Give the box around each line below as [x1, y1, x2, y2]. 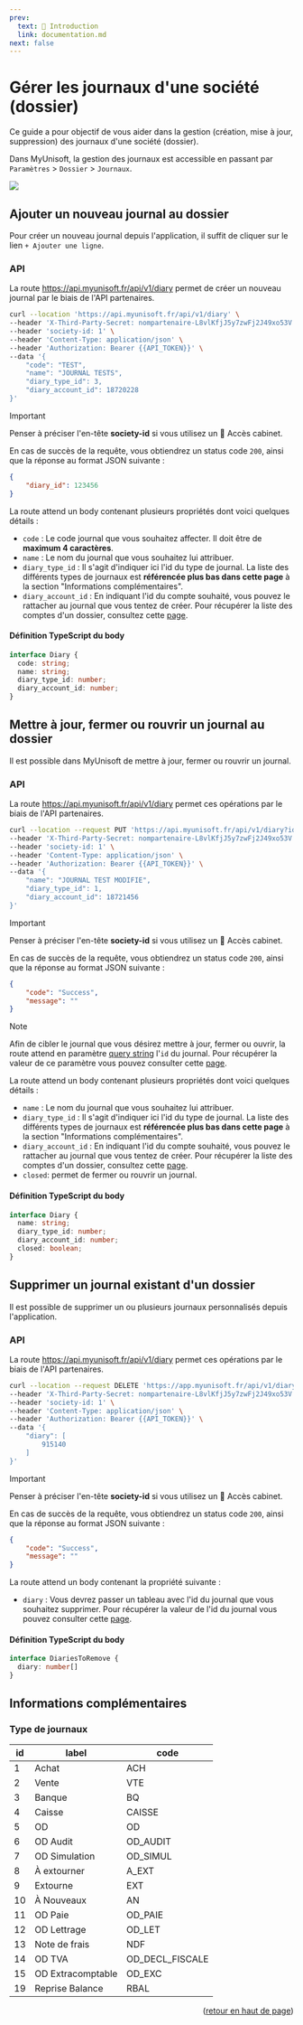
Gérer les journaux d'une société [9, 78, 260, 98]
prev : [9, 13, 30, 23]
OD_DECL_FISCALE [125, 1953, 209, 1965]
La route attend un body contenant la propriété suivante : [9, 1577, 221, 1588]
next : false [9, 38, 54, 48]
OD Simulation [34, 1850, 96, 1862]
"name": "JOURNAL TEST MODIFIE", [25, 876, 151, 886]
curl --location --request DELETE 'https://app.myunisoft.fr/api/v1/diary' [9, 1381, 300, 1390]
